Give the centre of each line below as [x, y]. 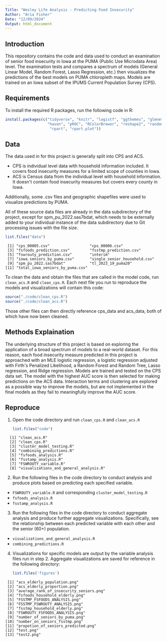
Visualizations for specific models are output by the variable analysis [83, 554]
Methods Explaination [40, 332]
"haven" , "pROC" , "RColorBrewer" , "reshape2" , [96, 124]
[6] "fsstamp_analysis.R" [37, 460]
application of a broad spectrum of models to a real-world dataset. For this [82, 349]
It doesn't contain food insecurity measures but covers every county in [85, 182]
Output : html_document [29, 24]
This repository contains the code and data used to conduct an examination [83, 56]
